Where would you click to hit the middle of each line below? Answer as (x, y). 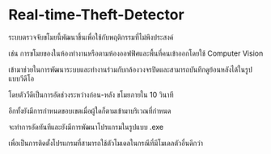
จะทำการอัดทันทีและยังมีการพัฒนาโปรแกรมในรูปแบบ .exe (86, 127)
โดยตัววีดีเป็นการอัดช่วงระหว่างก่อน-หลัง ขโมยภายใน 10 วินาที (91, 94)
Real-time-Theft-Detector (96, 15)
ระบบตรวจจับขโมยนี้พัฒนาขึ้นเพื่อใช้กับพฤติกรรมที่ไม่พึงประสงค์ (91, 37)
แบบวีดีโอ (21, 78)
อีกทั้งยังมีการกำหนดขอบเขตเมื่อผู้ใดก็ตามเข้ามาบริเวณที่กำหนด (90, 110)
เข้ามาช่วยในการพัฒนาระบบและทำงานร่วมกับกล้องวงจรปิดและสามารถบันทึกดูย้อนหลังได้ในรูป (130, 69)
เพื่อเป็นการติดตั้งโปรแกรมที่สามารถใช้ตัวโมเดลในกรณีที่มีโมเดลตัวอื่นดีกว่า (106, 143)
